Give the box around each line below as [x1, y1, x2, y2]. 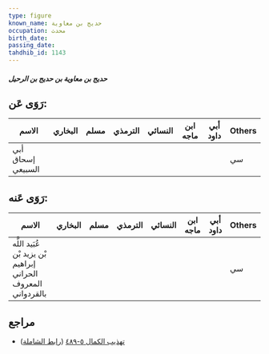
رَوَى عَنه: [8, 191, 48, 205]
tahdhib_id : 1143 [8, 49, 66, 57]
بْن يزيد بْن [12, 249, 46, 260]
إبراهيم [12, 258, 36, 269]
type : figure [8, 11, 52, 20]
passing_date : [8, 42, 56, 50]
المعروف [12, 278, 42, 289]
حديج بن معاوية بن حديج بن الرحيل [8, 74, 108, 83]
